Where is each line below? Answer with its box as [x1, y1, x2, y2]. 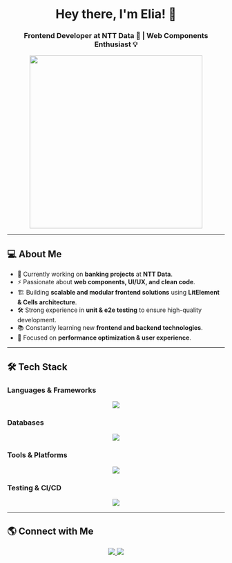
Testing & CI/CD [7, 483, 62, 492]
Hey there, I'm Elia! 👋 [55, 6, 177, 22]
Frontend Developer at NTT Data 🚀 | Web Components [23, 31, 209, 41]
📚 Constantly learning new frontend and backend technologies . [17, 324, 204, 332]
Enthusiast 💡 [94, 39, 138, 49]
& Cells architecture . [17, 298, 77, 306]
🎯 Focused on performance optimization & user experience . [17, 333, 192, 342]
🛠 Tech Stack [7, 361, 68, 373]
